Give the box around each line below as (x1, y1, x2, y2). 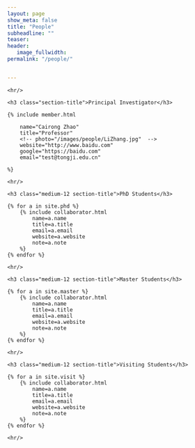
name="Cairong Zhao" (19, 123, 79, 130)
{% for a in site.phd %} (7, 203, 79, 210)
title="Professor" (19, 130, 73, 137)
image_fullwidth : (16, 49, 68, 56)
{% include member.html (7, 111, 77, 118)
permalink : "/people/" (7, 56, 73, 63)
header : (7, 43, 30, 49)
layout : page (7, 10, 45, 17)
